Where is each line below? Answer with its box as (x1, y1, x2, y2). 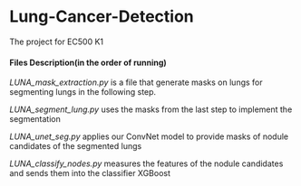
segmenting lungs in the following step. (9, 87, 157, 98)
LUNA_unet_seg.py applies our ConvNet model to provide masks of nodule (9, 131, 288, 142)
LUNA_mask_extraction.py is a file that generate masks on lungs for (9, 77, 263, 88)
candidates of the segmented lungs (9, 141, 142, 152)
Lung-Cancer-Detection (9, 6, 194, 27)
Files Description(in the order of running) (9, 57, 168, 68)
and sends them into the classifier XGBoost (9, 168, 170, 179)
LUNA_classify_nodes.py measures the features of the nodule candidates (9, 158, 284, 169)
